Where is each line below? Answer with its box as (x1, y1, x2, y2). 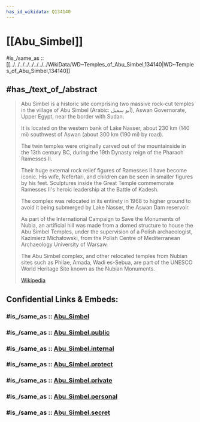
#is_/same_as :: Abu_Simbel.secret (6, 408, 111, 417)
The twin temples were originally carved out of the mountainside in (20, 142, 186, 150)
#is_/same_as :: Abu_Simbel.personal (6, 393, 118, 401)
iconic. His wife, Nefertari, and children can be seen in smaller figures (20, 173, 193, 180)
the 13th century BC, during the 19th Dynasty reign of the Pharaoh (20, 149, 184, 156)
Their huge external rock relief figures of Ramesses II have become (20, 167, 187, 174)
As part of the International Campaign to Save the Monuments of (20, 215, 181, 223)
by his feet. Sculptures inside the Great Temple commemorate (20, 180, 174, 187)
